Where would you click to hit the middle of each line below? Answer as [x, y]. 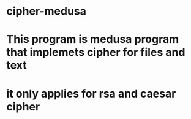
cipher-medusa [47, 11]
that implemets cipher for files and [96, 52]
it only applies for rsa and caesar [91, 94]
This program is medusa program [93, 40]
